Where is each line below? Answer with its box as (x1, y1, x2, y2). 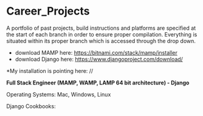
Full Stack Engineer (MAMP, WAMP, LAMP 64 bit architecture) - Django (6, 79, 190, 86)
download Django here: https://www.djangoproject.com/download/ (15, 55, 184, 63)
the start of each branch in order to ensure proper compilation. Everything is (6, 30, 198, 38)
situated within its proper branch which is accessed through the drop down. (6, 37, 196, 44)
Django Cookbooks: (6, 102, 56, 110)
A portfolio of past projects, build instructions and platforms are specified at (6, 24, 196, 32)
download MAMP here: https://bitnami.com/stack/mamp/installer (15, 49, 177, 56)
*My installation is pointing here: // (6, 67, 94, 74)
